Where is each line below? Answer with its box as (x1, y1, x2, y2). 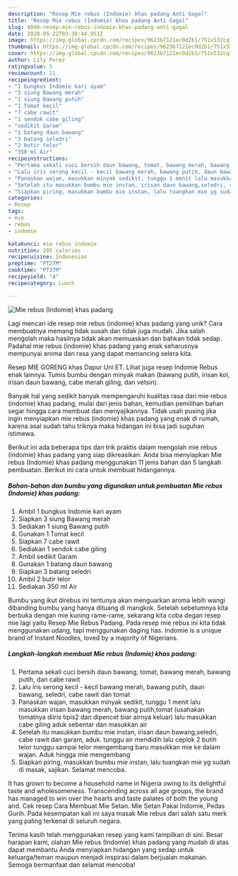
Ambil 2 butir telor (18, 575, 71, 583)
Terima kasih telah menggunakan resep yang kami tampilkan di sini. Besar (8, 830, 223, 838)
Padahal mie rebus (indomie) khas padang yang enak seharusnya (8, 341, 198, 350)
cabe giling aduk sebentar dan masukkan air (18, 720, 148, 729)
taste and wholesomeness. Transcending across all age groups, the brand (8, 786, 224, 795)
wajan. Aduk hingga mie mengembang (18, 750, 131, 759)
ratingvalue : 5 (8, 63, 53, 70)
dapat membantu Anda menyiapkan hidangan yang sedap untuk (8, 845, 195, 853)
